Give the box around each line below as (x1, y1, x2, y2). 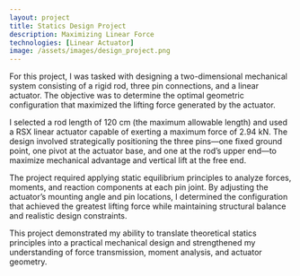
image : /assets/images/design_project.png (9, 47, 171, 56)
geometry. (9, 256, 48, 267)
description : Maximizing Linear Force (9, 30, 154, 39)
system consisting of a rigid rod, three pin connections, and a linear (9, 81, 259, 91)
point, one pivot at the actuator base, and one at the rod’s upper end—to (9, 145, 277, 157)
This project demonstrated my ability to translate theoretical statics (9, 228, 258, 238)
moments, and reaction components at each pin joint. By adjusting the (9, 182, 269, 193)
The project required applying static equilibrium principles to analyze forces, (9, 172, 292, 184)
